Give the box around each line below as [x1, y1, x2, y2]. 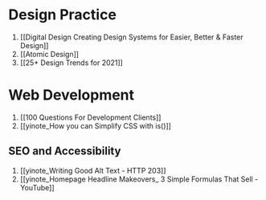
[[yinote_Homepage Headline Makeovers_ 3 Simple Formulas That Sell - [19, 174, 259, 184]
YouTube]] [19, 182, 55, 192]
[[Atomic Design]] [19, 49, 79, 59]
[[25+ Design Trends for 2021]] [19, 58, 123, 67]
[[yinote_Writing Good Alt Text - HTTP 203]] [19, 165, 166, 175]
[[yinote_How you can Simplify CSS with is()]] [19, 120, 171, 130]
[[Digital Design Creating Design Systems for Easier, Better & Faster [19, 32, 243, 42]
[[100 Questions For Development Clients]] [19, 112, 162, 122]
